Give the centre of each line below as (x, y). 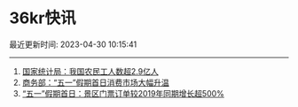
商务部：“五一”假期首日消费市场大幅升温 (96, 82)
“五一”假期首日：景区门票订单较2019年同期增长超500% (123, 93)
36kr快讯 (43, 18)
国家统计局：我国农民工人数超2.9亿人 (90, 71)
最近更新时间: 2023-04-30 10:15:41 (73, 44)
